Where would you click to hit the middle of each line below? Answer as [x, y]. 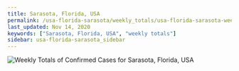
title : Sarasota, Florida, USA [54, 14]
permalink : [23, 20]
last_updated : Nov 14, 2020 [49, 27]
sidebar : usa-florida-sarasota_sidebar [67, 40]
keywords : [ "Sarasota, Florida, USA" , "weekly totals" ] [92, 33]
